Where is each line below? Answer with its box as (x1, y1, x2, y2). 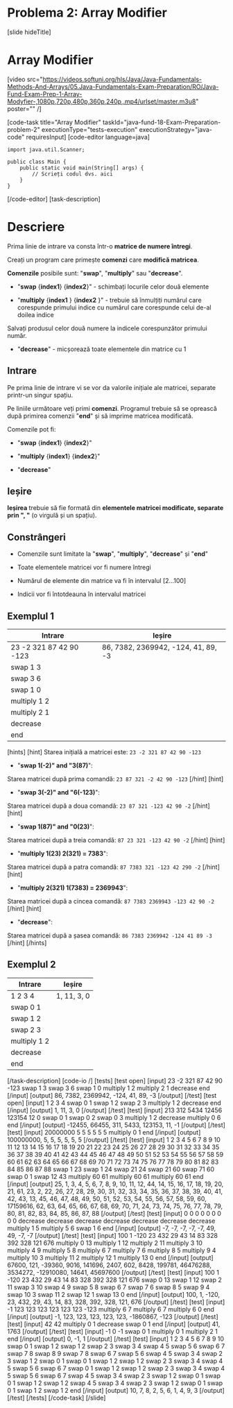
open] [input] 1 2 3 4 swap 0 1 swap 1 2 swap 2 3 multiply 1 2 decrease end (7, 1099, 222, 1107)
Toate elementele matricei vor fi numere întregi (17, 563, 151, 572)
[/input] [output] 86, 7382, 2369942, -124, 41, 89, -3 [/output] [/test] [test (7, 1091, 217, 1099)
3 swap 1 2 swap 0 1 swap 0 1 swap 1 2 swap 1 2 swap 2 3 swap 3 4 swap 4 (7, 1357, 223, 1365)
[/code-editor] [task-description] (7, 194, 101, 203)
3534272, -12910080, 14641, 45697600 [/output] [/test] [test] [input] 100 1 (7, 1268, 220, 1276)
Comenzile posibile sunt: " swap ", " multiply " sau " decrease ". (7, 269, 183, 277)
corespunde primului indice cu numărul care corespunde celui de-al (17, 303, 212, 312)
